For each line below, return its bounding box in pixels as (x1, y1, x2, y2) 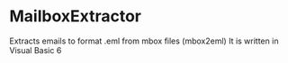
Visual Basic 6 (9, 44, 62, 55)
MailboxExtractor (9, 6, 142, 27)
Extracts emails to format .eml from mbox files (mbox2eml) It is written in (9, 35, 279, 46)
